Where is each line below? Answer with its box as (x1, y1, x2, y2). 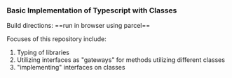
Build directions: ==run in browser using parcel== (6, 22, 151, 30)
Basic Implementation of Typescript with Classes (6, 6, 177, 15)
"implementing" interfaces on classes (16, 63, 125, 72)
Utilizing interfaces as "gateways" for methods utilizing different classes (16, 56, 226, 64)
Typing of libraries (16, 48, 69, 57)
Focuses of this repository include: (6, 35, 107, 43)
